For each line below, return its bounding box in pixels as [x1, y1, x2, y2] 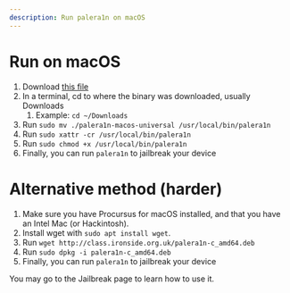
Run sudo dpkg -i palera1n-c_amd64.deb [21, 247, 171, 257]
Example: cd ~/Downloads [35, 109, 128, 121]
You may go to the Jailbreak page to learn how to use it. [9, 273, 215, 284]
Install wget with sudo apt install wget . [21, 227, 171, 238]
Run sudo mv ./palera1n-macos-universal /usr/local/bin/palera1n [21, 119, 271, 130]
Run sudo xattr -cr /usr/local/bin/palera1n [21, 129, 192, 139]
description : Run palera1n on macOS [9, 13, 145, 22]
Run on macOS [9, 51, 121, 71]
